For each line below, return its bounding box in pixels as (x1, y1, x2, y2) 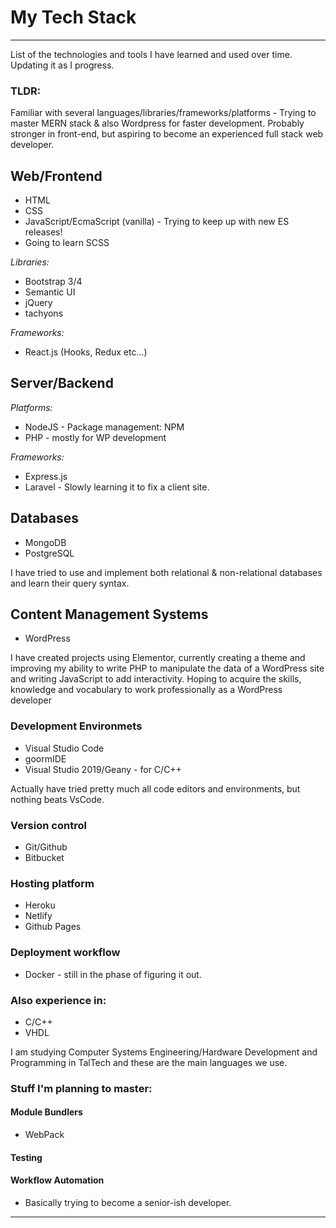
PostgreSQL (24, 547, 75, 559)
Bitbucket (24, 852, 65, 864)
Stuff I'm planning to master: (10, 1081, 153, 1095)
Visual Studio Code (24, 742, 105, 754)
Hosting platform (10, 877, 95, 890)
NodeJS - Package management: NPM (24, 421, 185, 433)
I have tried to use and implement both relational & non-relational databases (10, 566, 323, 578)
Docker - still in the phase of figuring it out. (24, 968, 202, 980)
